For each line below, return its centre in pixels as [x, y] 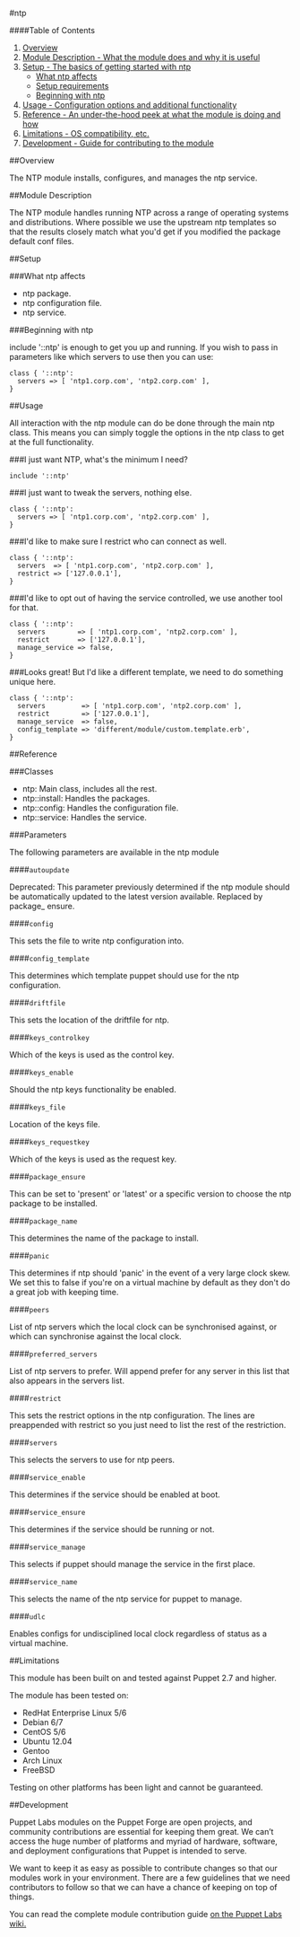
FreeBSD [39, 1770]
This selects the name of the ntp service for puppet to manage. [126, 1599]
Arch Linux [42, 1760]
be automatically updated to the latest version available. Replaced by [136, 896]
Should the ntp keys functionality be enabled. [93, 1089]
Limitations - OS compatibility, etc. [86, 133]
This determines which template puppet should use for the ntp [124, 976]
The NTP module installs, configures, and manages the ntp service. [133, 178]
